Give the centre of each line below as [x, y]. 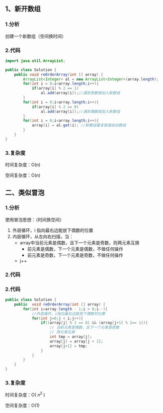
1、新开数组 [23, 9]
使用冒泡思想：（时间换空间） [35, 219]
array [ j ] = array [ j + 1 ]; [76, 341]
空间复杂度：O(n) [23, 175]
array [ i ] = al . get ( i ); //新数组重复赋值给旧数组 [79, 125]
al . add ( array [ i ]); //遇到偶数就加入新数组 [80, 111]
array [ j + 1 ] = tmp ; [69, 346]
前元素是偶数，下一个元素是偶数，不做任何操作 [75, 249]
